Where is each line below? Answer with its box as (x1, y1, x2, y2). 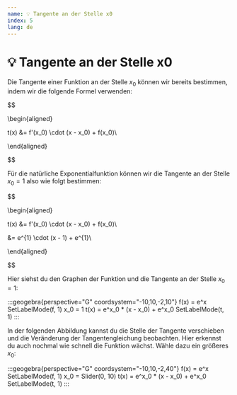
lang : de (7, 23, 33, 30)
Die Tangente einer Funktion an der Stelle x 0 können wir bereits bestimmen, (7, 78, 228, 88)
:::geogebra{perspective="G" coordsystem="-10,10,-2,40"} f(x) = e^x (7, 364, 209, 372)
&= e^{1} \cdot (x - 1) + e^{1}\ (7, 233, 92, 241)
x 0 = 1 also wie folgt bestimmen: (7, 177, 101, 187)
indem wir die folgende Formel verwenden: (7, 87, 133, 96)
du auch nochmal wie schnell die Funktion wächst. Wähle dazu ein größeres (7, 341, 229, 350)
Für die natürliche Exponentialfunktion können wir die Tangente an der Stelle (7, 169, 230, 178)
